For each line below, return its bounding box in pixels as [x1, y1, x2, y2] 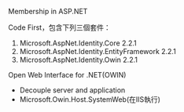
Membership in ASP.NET [8, 7, 88, 16]
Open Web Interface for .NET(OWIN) [8, 70, 127, 79]
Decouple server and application [19, 85, 126, 95]
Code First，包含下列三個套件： [8, 23, 112, 32]
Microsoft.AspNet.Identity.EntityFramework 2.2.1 [19, 47, 177, 56]
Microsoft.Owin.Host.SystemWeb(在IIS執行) [19, 95, 161, 104]
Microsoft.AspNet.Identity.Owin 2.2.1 [19, 55, 138, 64]
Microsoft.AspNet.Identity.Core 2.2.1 [19, 38, 137, 48]
